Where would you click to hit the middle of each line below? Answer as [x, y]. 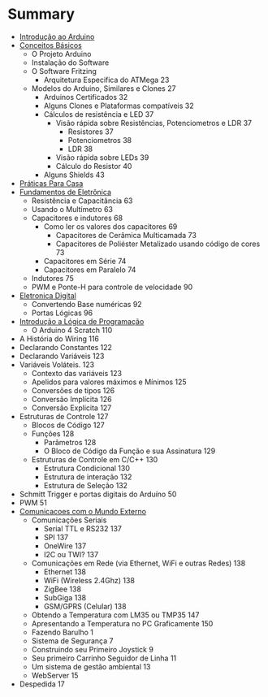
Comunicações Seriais [69, 520]
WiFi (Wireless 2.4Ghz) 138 [89, 580]
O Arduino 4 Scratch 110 [72, 330]
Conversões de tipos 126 [73, 390]
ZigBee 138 [63, 589]
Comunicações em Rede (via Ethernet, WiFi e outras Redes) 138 [138, 563]
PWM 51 [33, 502]
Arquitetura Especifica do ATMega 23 [106, 80]
